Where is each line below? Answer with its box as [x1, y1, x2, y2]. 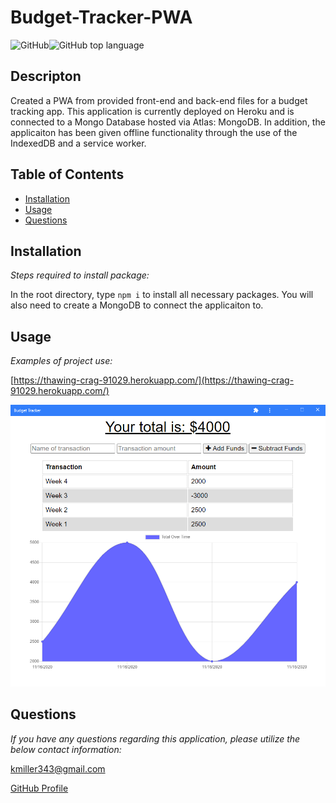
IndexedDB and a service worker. [10, 137, 147, 149]
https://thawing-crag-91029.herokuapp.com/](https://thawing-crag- [13, 374, 295, 386]
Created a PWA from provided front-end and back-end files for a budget [10, 94, 308, 106]
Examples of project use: [10, 355, 113, 367]
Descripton [10, 68, 82, 85]
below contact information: [10, 743, 122, 755]
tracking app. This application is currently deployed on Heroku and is [10, 105, 295, 117]
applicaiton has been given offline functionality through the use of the [10, 126, 298, 138]
